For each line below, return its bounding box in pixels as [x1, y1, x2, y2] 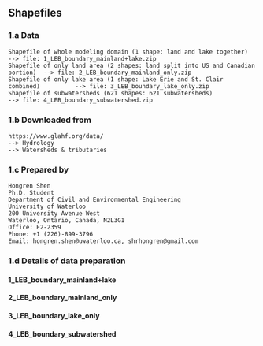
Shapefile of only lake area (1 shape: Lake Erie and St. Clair [8, 75, 224, 84]
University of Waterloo [8, 203, 87, 211]
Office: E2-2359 [8, 224, 61, 232]
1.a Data [8, 30, 39, 41]
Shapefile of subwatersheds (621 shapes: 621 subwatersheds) [8, 89, 213, 97]
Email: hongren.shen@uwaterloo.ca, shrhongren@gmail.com [8, 237, 199, 245]
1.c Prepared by [8, 164, 69, 175]
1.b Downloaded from [8, 114, 92, 125]
